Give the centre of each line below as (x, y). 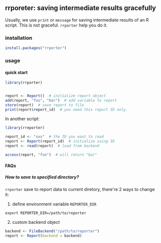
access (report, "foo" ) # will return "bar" (51, 155)
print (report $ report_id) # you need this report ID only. (67, 109)
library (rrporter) (24, 83)
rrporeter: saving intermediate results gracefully (80, 8)
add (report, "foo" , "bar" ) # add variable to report (61, 100)
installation (19, 38)
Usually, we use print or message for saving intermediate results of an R (77, 20)
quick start (16, 72)
